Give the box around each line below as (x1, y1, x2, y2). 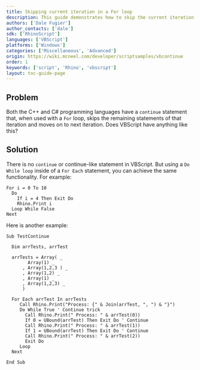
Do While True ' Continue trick (19, 306, 101, 312)
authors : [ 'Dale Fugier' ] (6, 20, 71, 26)
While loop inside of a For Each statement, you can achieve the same (6, 167, 177, 174)
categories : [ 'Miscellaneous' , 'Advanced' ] (6, 48, 117, 54)
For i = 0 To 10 (6, 185, 47, 191)
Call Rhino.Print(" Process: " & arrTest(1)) (25, 322, 141, 329)
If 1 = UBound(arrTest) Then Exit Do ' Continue (25, 327, 149, 333)
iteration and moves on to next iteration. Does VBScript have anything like (6, 121, 188, 128)
